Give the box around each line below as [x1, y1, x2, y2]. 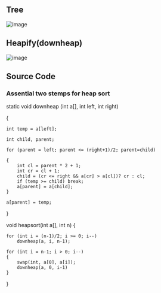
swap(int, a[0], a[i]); [17, 259, 76, 265]
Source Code [6, 71, 55, 81]
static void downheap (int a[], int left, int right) [6, 103, 119, 110]
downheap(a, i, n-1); [17, 238, 70, 244]
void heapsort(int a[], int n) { [6, 222, 76, 229]
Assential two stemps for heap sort [6, 89, 110, 98]
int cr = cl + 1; [17, 168, 60, 174]
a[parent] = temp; [6, 200, 52, 206]
